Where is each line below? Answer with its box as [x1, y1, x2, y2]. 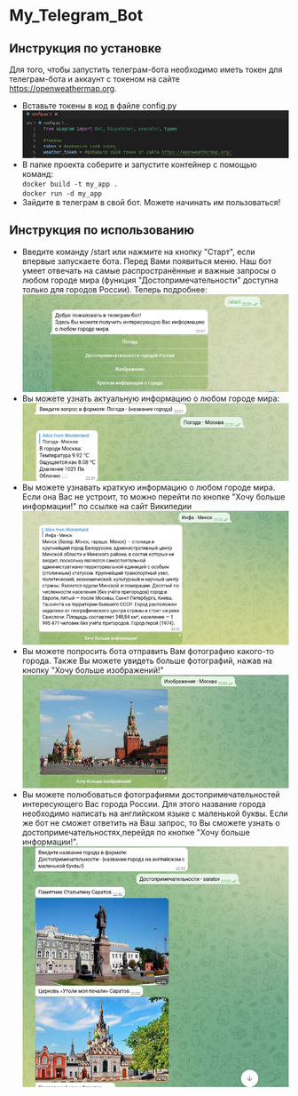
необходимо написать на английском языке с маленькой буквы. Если [21, 808, 288, 819]
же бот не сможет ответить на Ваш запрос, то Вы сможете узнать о [21, 818, 281, 828]
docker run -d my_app [21, 188, 102, 198]
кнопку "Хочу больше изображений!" [21, 664, 164, 676]
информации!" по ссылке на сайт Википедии [21, 500, 192, 511]
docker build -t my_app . [21, 180, 118, 188]
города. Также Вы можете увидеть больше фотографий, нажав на [21, 655, 273, 666]
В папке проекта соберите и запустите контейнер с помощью [21, 159, 257, 170]
